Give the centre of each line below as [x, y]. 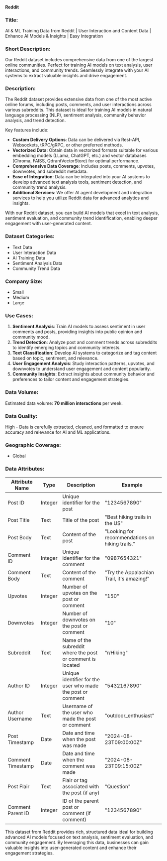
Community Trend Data [36, 268]
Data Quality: [21, 416]
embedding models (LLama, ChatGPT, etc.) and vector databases [79, 156]
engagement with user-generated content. [49, 224]
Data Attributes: [25, 469]
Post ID [16, 502]
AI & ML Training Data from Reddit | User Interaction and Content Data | [78, 30]
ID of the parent [80, 801]
